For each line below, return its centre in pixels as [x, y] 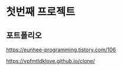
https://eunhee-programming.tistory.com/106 [61, 50]
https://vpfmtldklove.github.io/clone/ [51, 61]
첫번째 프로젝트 [41, 12]
